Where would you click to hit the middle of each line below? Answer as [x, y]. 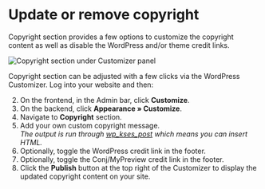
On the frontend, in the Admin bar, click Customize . [105, 100]
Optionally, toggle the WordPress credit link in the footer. [113, 151]
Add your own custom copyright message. [90, 125]
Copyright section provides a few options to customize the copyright [121, 37]
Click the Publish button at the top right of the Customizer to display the [138, 167]
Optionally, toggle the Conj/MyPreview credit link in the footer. [122, 159]
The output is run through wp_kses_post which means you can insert [133, 134]
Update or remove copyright [104, 15]
